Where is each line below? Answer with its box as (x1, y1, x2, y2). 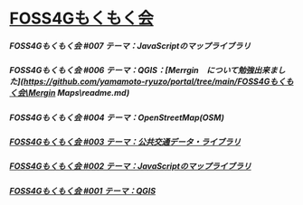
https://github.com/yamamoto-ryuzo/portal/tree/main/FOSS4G (23, 76, 270, 87)
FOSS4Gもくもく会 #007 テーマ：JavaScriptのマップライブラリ (9, 40, 251, 51)
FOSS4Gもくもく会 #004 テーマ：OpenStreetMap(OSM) (9, 112, 224, 123)
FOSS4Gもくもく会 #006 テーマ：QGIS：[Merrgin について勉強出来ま (9, 65, 279, 76)
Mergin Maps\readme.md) (28, 88, 130, 98)
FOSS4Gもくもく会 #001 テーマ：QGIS (9, 185, 156, 196)
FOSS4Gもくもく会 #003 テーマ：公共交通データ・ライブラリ (9, 136, 241, 147)
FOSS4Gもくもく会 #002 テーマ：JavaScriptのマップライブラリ (9, 161, 251, 172)
